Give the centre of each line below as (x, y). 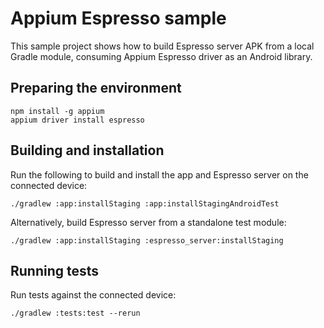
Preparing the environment (96, 88)
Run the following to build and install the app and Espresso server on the (159, 174)
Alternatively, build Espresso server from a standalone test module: (148, 222)
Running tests (55, 270)
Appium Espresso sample (118, 18)
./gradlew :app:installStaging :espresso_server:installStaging (147, 240)
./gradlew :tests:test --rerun (75, 313)
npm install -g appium (57, 111)
